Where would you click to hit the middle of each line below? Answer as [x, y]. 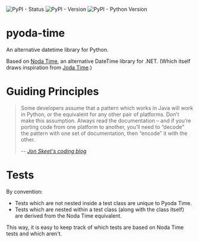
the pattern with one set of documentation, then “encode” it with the [104, 133]
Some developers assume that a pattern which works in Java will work [107, 108]
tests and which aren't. [34, 233]
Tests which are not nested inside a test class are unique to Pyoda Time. [103, 203]
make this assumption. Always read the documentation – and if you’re [106, 120]
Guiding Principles [53, 92]
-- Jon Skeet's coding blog [53, 151]
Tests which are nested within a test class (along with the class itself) [99, 209]
